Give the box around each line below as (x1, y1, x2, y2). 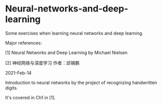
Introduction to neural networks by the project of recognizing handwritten (5, 79, 157, 85)
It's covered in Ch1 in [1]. (5, 94, 56, 100)
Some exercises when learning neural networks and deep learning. (5, 30, 144, 36)
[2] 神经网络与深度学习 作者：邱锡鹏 (5, 59, 80, 65)
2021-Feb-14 (5, 69, 32, 75)
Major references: (5, 39, 42, 45)
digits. (5, 84, 18, 90)
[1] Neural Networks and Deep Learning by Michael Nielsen (5, 49, 128, 55)
